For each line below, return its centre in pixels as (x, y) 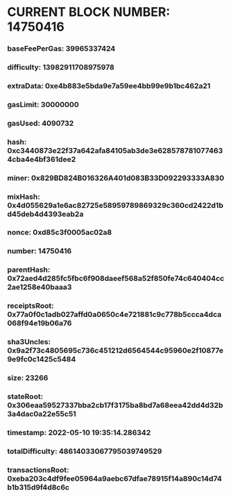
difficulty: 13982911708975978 (61, 67)
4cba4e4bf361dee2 (42, 159)
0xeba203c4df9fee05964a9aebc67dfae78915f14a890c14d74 (114, 478)
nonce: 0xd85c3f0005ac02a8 (60, 232)
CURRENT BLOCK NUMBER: (89, 12)
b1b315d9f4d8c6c (38, 487)
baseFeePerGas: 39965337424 (61, 49)
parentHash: (29, 270)
